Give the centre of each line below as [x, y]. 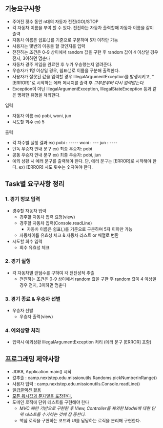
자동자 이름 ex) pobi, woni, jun [42, 115]
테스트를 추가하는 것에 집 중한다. [55, 414]
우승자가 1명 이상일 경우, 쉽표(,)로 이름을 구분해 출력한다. [66, 70]
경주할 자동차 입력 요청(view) [47, 217]
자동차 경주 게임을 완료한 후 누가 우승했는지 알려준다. [62, 64]
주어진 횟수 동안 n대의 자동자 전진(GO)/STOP [55, 22]
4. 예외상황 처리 [22, 331]
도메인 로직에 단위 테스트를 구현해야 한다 [51, 402]
